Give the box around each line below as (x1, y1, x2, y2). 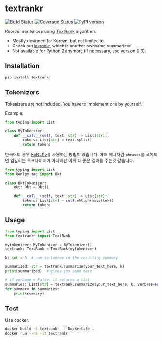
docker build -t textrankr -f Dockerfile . (5, 326, 95, 332)
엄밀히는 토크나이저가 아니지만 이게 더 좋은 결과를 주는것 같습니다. (10, 157, 134, 163)
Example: (5, 110, 24, 116)
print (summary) (14, 291, 45, 296)
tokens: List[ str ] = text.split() (22, 138, 92, 143)
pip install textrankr (5, 75, 51, 80)
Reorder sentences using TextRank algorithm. (5, 28, 96, 34)
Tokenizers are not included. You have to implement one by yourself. (5, 101, 142, 107)
